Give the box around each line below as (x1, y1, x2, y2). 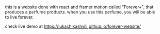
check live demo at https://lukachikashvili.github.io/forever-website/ (5, 23, 141, 29)
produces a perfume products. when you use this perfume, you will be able (5, 9, 156, 15)
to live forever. (5, 14, 34, 20)
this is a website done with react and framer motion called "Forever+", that (5, 4, 154, 10)
